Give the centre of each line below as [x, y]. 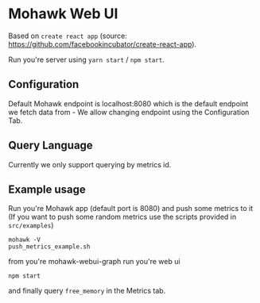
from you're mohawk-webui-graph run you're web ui [94, 262]
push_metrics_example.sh [49, 247]
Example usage [47, 189]
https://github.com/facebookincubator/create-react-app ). [103, 44]
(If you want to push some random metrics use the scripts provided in [122, 217]
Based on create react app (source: [68, 36]
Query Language [50, 146]
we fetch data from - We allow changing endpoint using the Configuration [129, 112]
